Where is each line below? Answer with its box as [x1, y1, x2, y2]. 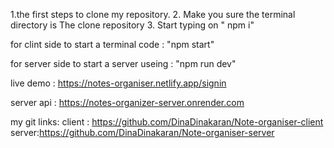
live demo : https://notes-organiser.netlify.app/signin [10, 77, 227, 89]
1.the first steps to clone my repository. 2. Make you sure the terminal [10, 9, 296, 20]
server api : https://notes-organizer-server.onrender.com [10, 97, 245, 108]
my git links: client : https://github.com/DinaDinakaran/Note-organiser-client [10, 116, 324, 128]
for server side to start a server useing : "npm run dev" [10, 58, 237, 69]
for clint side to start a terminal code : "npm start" [10, 39, 215, 50]
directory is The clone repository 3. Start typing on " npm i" [10, 19, 255, 31]
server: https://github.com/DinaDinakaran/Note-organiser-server [10, 127, 275, 138]
